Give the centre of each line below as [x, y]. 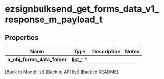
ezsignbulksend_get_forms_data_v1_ [82, 9]
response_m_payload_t [54, 19]
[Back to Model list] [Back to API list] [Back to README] [62, 72]
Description [106, 51]
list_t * [80, 60]
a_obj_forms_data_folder [37, 60]
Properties [22, 38]
